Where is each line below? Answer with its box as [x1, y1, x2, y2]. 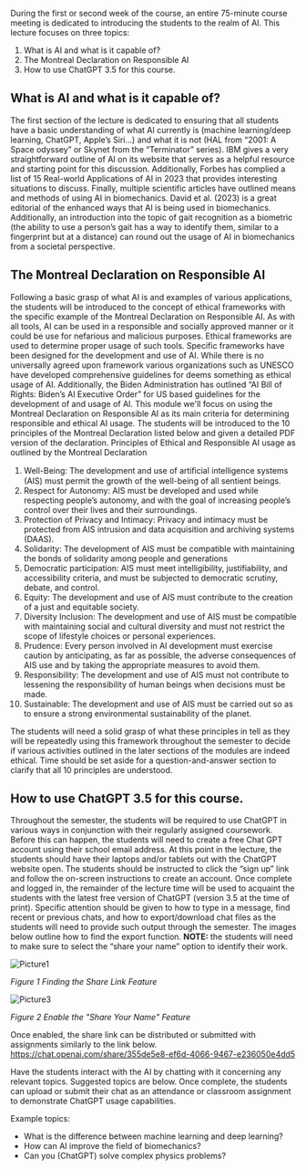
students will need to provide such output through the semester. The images [10, 922, 297, 933]
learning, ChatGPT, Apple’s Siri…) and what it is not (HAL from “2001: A [10, 134, 277, 145]
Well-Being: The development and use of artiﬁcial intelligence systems [23, 465, 289, 475]
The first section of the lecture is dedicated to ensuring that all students [10, 114, 280, 126]
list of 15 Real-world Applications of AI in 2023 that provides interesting [10, 172, 278, 183]
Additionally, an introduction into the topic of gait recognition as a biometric [10, 212, 293, 223]
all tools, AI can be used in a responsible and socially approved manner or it [10, 320, 294, 331]
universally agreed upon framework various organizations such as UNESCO [10, 360, 294, 371]
